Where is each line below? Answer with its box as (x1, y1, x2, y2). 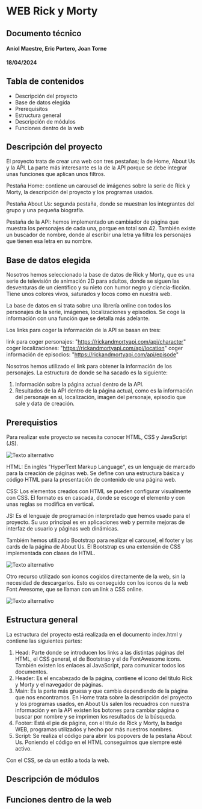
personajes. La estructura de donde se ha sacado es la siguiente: (6, 369, 168, 376)
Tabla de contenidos (6, 77, 84, 87)
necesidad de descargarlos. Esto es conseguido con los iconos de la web (6, 579, 188, 587)
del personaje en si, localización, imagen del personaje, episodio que (14, 394, 186, 401)
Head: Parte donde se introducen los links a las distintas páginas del (14, 649, 185, 656)
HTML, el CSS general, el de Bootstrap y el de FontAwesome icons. (14, 655, 182, 663)
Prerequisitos (14, 105, 48, 112)
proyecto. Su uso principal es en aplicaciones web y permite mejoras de (6, 518, 185, 526)
